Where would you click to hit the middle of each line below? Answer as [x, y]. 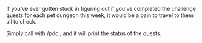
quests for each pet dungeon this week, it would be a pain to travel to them [100, 15]
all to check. [22, 21]
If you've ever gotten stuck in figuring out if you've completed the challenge [101, 9]
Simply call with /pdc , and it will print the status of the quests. [84, 33]
